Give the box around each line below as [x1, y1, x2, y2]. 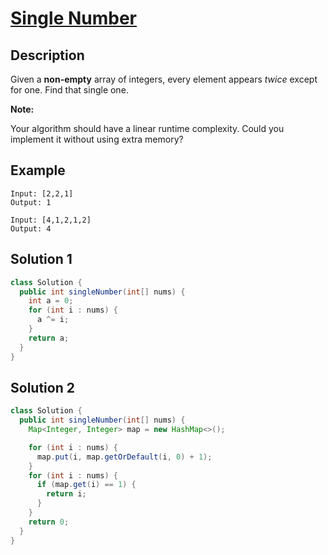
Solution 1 [10, 251, 73, 268]
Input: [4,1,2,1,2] [10, 215, 92, 225]
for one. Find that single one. [10, 84, 129, 96]
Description [10, 47, 85, 64]
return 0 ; [28, 517, 70, 527]
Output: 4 [10, 223, 52, 234]
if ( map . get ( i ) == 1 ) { [36, 480, 137, 490]
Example [10, 162, 66, 179]
